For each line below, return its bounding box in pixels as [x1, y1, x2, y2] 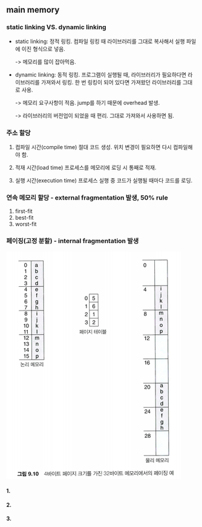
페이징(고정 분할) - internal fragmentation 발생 [6, 237, 139, 245]
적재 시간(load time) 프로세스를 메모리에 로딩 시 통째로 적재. [15, 164, 157, 171]
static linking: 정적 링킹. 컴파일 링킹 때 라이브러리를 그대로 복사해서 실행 [15, 38, 186, 45]
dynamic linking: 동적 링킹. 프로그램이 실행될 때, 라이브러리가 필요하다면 [15, 71, 186, 78]
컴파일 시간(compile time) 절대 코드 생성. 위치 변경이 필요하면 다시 [15, 143, 172, 150]
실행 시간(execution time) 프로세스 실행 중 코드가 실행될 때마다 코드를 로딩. [15, 176, 193, 184]
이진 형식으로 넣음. [21, 45, 65, 52]
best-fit [15, 214, 34, 221]
